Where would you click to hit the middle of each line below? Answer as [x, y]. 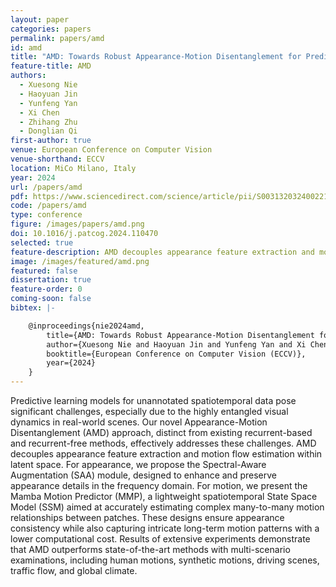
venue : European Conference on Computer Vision [111, 150]
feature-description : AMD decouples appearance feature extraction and [162, 252]
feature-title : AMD [51, 66]
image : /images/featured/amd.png [80, 261]
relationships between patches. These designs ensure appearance [147, 517]
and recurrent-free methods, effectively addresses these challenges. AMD [163, 443]
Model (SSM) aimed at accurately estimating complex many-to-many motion [167, 507]
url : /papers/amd [46, 187]
